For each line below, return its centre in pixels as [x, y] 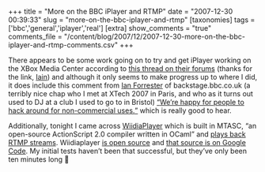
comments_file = [35, 36]
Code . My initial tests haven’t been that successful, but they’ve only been [128, 151]
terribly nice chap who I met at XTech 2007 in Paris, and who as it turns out [131, 93]
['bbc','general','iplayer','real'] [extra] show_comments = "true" [110, 28]
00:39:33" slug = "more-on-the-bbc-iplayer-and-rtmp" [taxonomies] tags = [132, 20]
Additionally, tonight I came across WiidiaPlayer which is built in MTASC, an [132, 126]
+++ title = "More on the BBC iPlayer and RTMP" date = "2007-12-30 [121, 11]
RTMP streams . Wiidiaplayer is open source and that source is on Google [127, 142]
